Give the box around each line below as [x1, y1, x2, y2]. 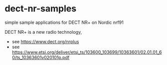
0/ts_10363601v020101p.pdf [11, 54, 70, 60]
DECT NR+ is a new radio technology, [4, 29, 82, 35]
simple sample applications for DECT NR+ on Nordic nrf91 [4, 19, 124, 25]
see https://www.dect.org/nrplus [11, 38, 79, 45]
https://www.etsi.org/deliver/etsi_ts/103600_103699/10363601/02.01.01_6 [11, 49, 162, 55]
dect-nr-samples [4, 3, 77, 14]
